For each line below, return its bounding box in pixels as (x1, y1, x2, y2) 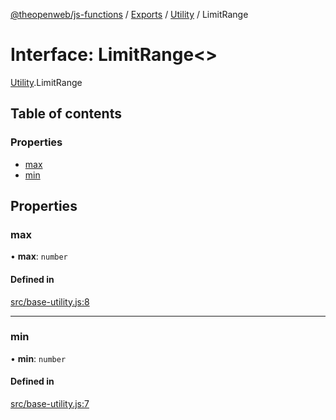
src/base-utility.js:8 (10, 295, 90, 308)
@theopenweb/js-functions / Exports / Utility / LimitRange (10, 9, 249, 20)
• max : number (10, 250, 68, 263)
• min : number (10, 352, 67, 364)
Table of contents (10, 105, 122, 123)
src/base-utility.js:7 (10, 398, 90, 410)
